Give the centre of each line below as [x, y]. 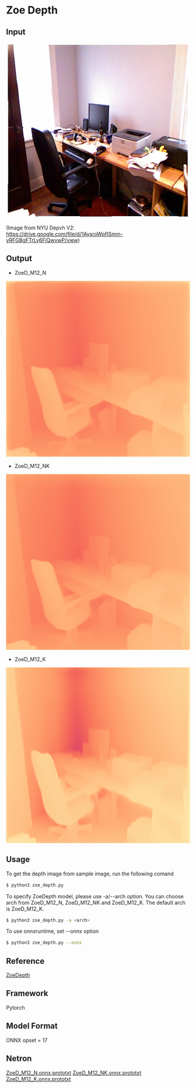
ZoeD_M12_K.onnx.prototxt [38, 1079]
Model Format [32, 1026]
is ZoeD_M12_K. [25, 909]
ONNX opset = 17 [27, 1040]
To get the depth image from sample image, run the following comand [90, 874]
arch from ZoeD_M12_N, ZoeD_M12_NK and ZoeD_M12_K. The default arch [96, 902]
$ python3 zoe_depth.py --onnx [44, 943]
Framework [27, 993]
